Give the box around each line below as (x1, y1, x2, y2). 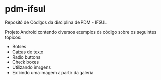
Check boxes (12, 59, 39, 65)
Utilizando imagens (12, 64, 51, 70)
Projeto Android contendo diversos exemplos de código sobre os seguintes (5, 29, 157, 35)
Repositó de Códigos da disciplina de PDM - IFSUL (5, 20, 107, 25)
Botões (12, 43, 27, 49)
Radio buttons (12, 54, 40, 60)
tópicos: (5, 34, 21, 40)
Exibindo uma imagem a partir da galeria (12, 69, 94, 75)
